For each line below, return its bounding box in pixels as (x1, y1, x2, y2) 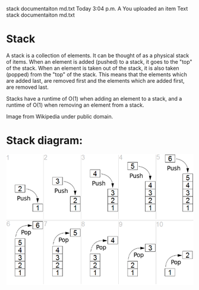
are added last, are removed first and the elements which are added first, (6, 77, 185, 84)
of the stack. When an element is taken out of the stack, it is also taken (6, 64, 179, 71)
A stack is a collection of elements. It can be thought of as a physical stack (6, 52, 189, 59)
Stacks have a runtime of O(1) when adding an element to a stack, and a (6, 95, 182, 102)
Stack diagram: (6, 134, 83, 148)
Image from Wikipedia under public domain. (6, 113, 113, 120)
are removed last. (6, 83, 49, 91)
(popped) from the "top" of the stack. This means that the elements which (6, 71, 187, 78)
